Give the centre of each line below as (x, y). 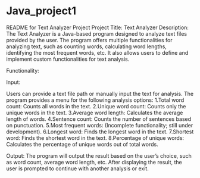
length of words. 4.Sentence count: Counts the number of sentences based (99, 119)
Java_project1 (41, 11)
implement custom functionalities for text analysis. (68, 59)
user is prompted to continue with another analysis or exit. (77, 168)
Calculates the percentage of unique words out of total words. (82, 144)
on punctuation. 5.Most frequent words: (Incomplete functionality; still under (100, 125)
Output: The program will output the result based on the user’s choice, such (99, 155)
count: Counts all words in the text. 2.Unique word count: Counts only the (96, 106)
